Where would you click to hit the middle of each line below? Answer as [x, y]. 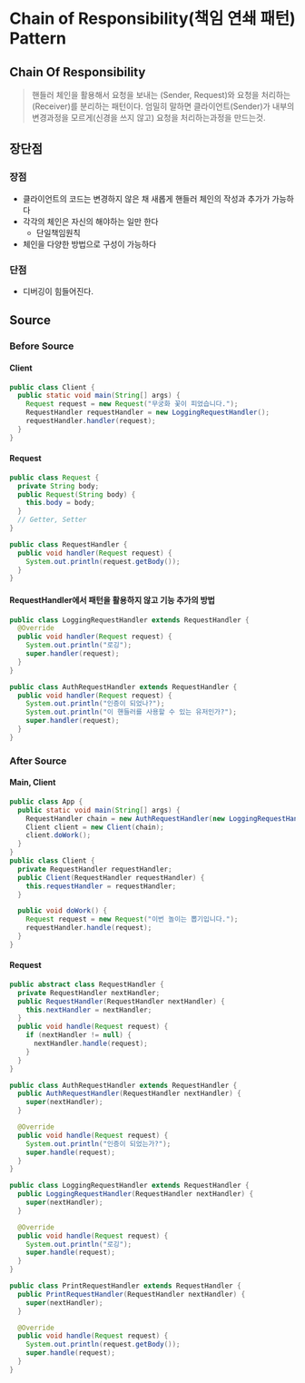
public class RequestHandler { [69, 544]
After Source [38, 761]
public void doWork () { [62, 911]
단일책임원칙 [58, 232]
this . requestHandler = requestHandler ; [101, 886]
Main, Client [33, 783]
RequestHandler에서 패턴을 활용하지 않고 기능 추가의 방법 [112, 599]
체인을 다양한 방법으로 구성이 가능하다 [89, 244]
